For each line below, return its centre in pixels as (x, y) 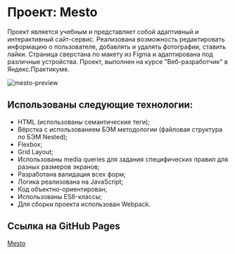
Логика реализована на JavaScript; (70, 182)
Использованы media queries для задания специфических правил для (123, 159)
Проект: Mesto (52, 12)
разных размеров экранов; (58, 167)
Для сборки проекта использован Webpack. (84, 204)
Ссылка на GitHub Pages (64, 226)
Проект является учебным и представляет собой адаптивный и (103, 32)
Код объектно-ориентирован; (62, 189)
